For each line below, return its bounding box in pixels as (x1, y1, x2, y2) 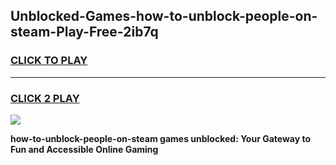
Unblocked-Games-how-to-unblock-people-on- (10, 8, 318, 25)
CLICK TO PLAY (10, 54, 88, 68)
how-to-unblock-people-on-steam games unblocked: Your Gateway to (10, 132, 312, 144)
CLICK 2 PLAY (10, 91, 80, 105)
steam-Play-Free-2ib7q (10, 24, 159, 41)
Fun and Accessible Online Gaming (10, 143, 159, 155)
